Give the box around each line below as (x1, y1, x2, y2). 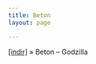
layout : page (8, 19, 51, 27)
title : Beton (8, 11, 51, 20)
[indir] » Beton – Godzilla (8, 47, 88, 56)
